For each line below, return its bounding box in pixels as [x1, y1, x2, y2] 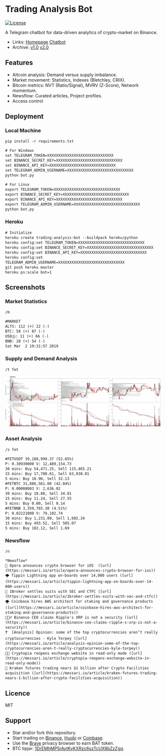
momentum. [12, 88, 37, 93]
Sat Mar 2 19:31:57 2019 [5, 344, 58, 349]
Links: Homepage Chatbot [12, 39, 66, 45]
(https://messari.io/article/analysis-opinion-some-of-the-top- [5, 641, 140, 646]
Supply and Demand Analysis [5, 355, 78, 362]
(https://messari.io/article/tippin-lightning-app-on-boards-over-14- [5, 579, 154, 584]
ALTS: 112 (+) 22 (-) [5, 324, 50, 329]
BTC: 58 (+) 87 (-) [5, 329, 45, 334]
